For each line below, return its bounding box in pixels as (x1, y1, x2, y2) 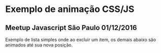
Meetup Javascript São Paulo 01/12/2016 (5, 23, 137, 32)
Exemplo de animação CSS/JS (5, 3, 135, 15)
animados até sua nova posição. (5, 42, 73, 48)
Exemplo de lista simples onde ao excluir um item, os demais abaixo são (5, 36, 156, 42)
